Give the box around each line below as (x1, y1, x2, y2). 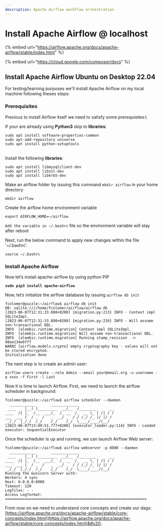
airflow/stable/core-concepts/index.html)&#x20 (5, 520, 101, 526)
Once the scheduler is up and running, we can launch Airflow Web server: (5, 436, 153, 442)
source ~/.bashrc (5, 251, 40, 257)
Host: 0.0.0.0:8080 (5, 479, 45, 484)
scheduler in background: (5, 388, 57, 394)
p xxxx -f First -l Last (5, 374, 55, 379)
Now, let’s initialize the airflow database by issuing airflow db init (5, 292, 140, 298)
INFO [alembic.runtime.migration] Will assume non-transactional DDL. (5, 331, 153, 336)
